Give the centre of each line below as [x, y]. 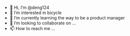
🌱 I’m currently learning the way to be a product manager [67, 18]
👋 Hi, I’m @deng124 [30, 8]
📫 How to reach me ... [32, 28]
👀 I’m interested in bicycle [36, 13]
